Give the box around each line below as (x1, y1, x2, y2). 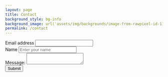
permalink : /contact (5, 26, 48, 31)
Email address (5, 40, 34, 46)
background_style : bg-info (5, 16, 61, 21)
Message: (5, 59, 26, 65)
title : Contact (5, 12, 37, 17)
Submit (7, 66, 21, 71)
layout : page (5, 7, 32, 12)
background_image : (5, 21, 43, 26)
